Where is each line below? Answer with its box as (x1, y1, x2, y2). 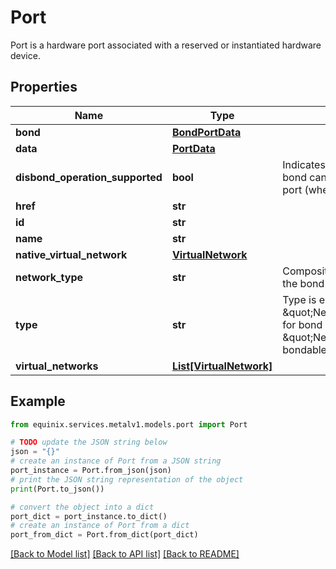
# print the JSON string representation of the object (10, 474, 244, 485)
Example (10, 393, 66, 410)
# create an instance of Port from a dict (10, 521, 190, 531)
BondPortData (171, 125, 242, 139)
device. (10, 49, 41, 61)
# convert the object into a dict (10, 502, 155, 512)
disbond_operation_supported (15, 170, 163, 184)
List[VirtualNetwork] (171, 359, 273, 373)
